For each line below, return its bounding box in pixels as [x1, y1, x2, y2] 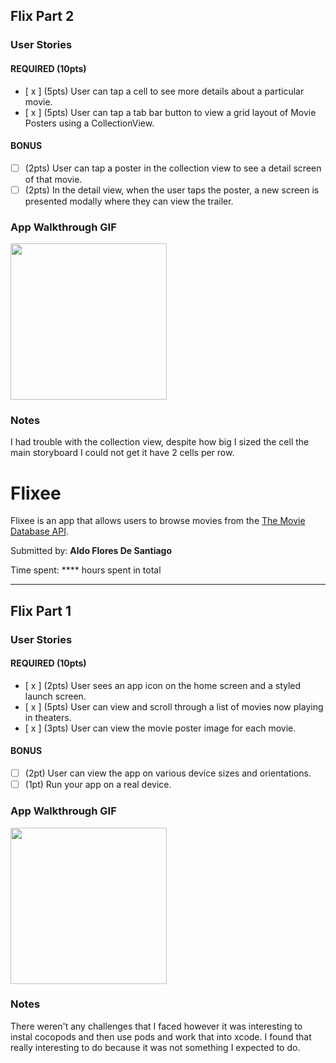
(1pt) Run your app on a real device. [24, 779, 172, 791]
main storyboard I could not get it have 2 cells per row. [10, 447, 235, 459]
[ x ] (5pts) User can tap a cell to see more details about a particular [24, 85, 305, 97]
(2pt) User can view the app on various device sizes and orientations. [24, 767, 312, 779]
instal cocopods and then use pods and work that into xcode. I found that [10, 1030, 312, 1043]
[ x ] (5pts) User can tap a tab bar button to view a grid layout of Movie [24, 106, 317, 118]
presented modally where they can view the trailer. [24, 195, 234, 207]
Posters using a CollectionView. [24, 117, 155, 129]
